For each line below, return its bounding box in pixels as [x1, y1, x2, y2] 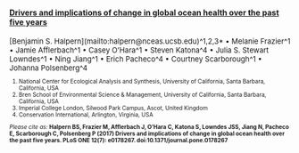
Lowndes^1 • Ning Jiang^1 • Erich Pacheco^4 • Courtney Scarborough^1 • [9, 54, 262, 64]
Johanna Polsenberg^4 [9, 63, 87, 73]
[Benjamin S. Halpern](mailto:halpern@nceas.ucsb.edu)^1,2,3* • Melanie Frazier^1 [9, 36, 291, 46]
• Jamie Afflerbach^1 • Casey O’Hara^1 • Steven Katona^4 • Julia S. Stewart [9, 45, 270, 55]
